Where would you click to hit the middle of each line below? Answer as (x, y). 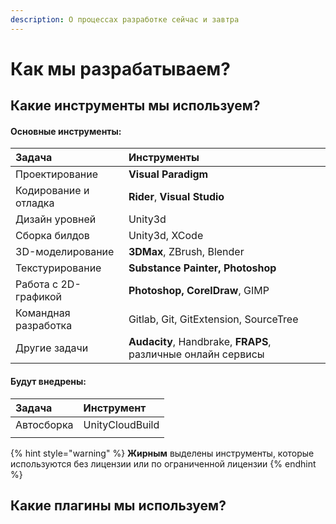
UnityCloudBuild (121, 424)
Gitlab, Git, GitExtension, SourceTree (213, 319)
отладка (35, 203)
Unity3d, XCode (166, 236)
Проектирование (57, 174)
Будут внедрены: (48, 381)
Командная (43, 313)
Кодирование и (52, 191)
